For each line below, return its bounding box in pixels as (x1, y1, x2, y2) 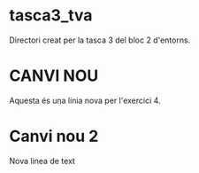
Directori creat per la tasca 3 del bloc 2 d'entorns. (9, 35, 191, 45)
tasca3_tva (9, 5, 93, 26)
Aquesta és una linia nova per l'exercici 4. (9, 95, 161, 106)
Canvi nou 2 (9, 126, 99, 146)
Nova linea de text (9, 155, 75, 166)
